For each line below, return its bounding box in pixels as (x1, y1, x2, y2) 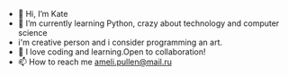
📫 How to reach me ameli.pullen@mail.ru (17, 56, 173, 67)
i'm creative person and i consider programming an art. (17, 37, 223, 47)
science (17, 28, 48, 38)
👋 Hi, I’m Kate (17, 9, 68, 19)
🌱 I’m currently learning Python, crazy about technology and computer (17, 18, 280, 29)
